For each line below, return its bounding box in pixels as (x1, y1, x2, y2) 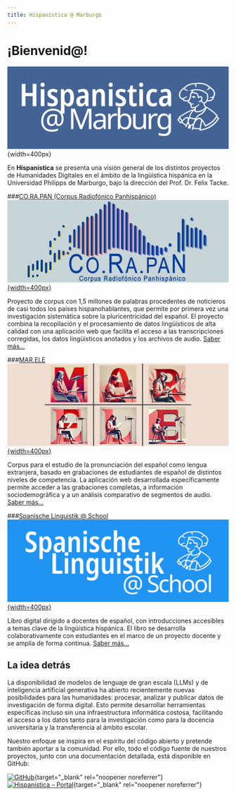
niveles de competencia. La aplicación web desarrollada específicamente (7, 475, 220, 484)
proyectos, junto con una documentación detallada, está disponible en (7, 752, 211, 760)
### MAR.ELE (7, 355, 46, 364)
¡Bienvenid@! (7, 42, 88, 59)
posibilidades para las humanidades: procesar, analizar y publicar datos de (7, 693, 223, 702)
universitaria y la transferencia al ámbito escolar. (7, 723, 147, 731)
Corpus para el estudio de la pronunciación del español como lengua (7, 460, 207, 469)
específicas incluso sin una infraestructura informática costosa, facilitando (7, 708, 223, 716)
